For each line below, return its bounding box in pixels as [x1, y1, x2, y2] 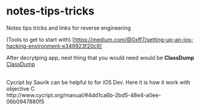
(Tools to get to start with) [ [6, 36, 75, 43]
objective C [6, 85, 35, 92]
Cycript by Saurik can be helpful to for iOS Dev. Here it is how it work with [6, 79, 191, 86]
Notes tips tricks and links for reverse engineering [6, 24, 132, 31]
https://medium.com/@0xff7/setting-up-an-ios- [74, 36, 194, 43]
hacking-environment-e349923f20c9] [6, 42, 102, 50]
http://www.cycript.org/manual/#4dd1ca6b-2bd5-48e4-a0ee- [6, 91, 162, 99]
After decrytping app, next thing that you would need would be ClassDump [6, 54, 195, 61]
